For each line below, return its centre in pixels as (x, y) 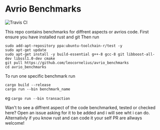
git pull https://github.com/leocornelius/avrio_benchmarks (67, 63)
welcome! (15, 123)
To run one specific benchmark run (40, 76)
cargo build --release (28, 85)
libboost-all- (141, 54)
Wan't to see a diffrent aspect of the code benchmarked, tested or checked (80, 107)
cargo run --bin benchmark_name (38, 89)
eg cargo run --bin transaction (38, 98)
